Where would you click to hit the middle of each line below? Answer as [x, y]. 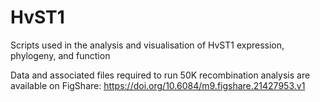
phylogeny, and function [60, 55]
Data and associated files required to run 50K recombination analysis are [160, 75]
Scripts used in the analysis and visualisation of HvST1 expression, [147, 45]
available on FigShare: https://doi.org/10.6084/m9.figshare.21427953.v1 [158, 85]
